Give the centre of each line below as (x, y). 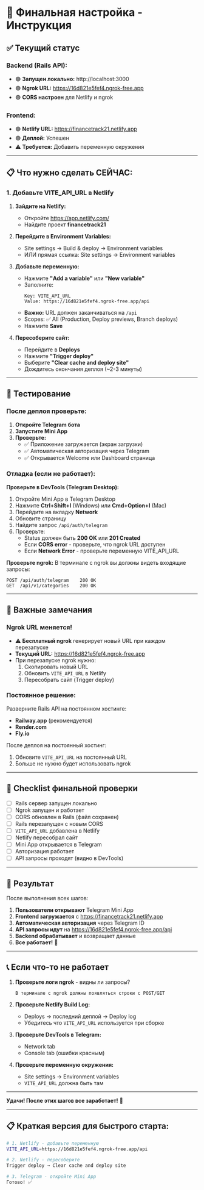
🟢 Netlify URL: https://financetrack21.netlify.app (76, 129)
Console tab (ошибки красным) (64, 1053)
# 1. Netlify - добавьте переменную (53, 1143)
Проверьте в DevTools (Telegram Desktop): (63, 487)
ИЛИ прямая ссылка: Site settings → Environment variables (100, 254)
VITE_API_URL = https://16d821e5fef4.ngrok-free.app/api (77, 1149)
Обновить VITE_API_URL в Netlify (65, 673)
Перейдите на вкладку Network (56, 512)
